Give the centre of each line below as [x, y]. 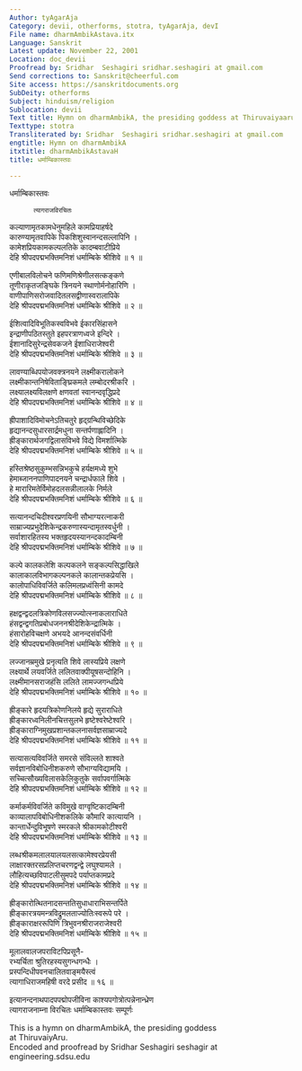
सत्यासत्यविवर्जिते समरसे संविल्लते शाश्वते [67, 758]
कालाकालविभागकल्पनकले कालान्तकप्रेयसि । [72, 575]
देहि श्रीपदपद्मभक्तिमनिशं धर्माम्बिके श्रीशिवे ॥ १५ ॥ [78, 933]
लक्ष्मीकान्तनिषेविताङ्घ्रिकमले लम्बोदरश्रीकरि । [72, 382]
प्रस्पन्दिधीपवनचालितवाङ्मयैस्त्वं [53, 971]
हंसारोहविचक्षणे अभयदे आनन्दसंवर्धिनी [61, 633]
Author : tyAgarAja [44, 18]
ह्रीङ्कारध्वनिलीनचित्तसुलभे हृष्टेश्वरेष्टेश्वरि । [71, 720]
